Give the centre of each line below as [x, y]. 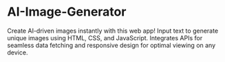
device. [18, 52]
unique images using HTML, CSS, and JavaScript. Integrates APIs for [105, 37]
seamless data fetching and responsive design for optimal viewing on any [111, 45]
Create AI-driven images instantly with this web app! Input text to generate [113, 31]
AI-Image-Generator [67, 12]
